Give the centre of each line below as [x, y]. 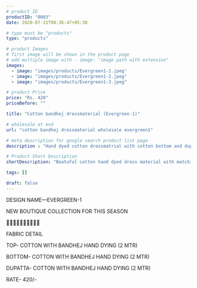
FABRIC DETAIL [25, 234]
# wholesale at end [30, 124]
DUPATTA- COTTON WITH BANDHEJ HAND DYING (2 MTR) [78, 268]
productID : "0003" [28, 17]
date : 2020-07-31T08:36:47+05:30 [47, 22]
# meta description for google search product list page [77, 140]
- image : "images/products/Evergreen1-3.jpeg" [69, 82]
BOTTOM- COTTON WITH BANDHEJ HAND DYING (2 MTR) [78, 256]
